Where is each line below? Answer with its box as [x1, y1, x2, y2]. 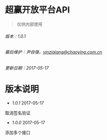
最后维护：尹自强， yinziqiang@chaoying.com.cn [5, 49, 102, 55]
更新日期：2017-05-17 [5, 65, 49, 70]
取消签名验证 [5, 110, 30, 116]
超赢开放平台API [5, 4, 70, 15]
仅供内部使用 [16, 21, 42, 27]
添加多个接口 [5, 129, 30, 135]
